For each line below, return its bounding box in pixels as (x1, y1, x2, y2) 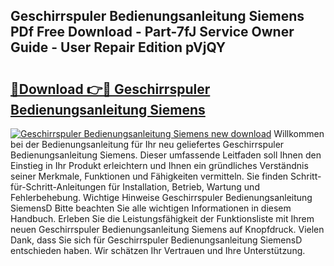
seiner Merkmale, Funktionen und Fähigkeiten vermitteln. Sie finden (10, 170, 289, 182)
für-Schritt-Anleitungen (10, 181, 107, 193)
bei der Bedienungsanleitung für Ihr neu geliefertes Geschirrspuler (10, 139, 285, 150)
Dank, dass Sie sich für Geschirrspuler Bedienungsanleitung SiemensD (10, 234, 303, 246)
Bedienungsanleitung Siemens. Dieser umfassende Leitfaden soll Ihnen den (10, 149, 322, 161)
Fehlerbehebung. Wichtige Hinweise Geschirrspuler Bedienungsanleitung (10, 192, 313, 203)
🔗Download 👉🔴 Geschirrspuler (10, 80, 211, 98)
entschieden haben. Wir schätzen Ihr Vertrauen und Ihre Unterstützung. (10, 245, 306, 256)
